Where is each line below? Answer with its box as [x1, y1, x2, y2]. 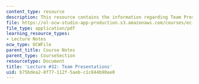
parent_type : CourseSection [6, 53, 76, 59]
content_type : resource [6, 8, 65, 15]
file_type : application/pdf [6, 25, 76, 31]
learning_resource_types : [6, 31, 70, 37]
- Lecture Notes [6, 36, 46, 42]
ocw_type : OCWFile [6, 42, 52, 48]
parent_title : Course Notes [6, 47, 76, 53]
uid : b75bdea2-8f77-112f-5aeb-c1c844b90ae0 [6, 69, 115, 75]
